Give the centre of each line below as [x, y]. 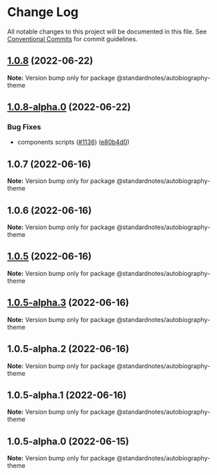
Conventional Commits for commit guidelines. [72, 38]
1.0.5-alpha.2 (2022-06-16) [69, 349]
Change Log [43, 12]
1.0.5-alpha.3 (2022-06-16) [69, 303]
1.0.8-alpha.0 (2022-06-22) [69, 107]
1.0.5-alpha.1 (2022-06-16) [67, 395]
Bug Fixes [24, 127]
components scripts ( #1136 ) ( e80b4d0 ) [73, 142]
